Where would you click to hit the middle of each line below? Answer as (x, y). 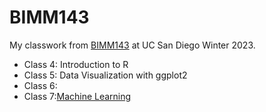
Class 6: (40, 85)
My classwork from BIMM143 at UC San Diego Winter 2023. (132, 45)
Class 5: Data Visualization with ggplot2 (105, 75)
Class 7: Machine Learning (77, 96)
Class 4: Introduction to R (76, 64)
